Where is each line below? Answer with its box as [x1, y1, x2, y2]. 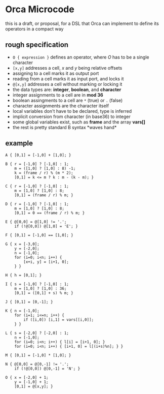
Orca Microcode [5, 4, 74, 15]
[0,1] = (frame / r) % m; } [14, 192, 73, 198]
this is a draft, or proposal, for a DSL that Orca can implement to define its [5, 20, 159, 26]
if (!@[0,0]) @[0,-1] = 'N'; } [14, 366, 80, 371]
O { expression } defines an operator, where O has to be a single [12, 54, 149, 60]
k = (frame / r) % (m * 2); [14, 170, 73, 175]
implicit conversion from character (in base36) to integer [12, 113, 131, 119]
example [5, 139, 33, 148]
